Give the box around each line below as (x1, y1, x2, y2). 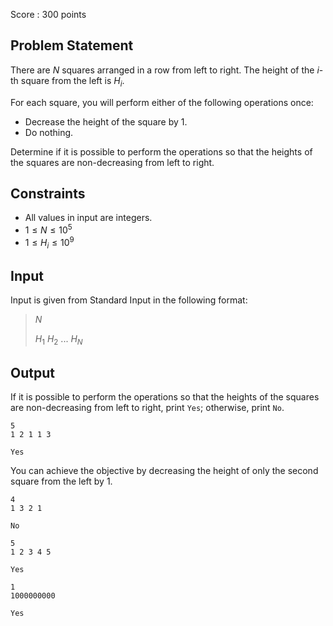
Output (10, 364, 55, 381)
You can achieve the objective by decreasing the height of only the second (10, 464, 319, 476)
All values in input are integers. (24, 212, 153, 224)
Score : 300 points (10, 9, 87, 20)
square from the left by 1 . (10, 475, 113, 487)
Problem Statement (10, 37, 134, 54)
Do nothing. (24, 126, 74, 138)
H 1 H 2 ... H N (34, 333, 83, 348)
